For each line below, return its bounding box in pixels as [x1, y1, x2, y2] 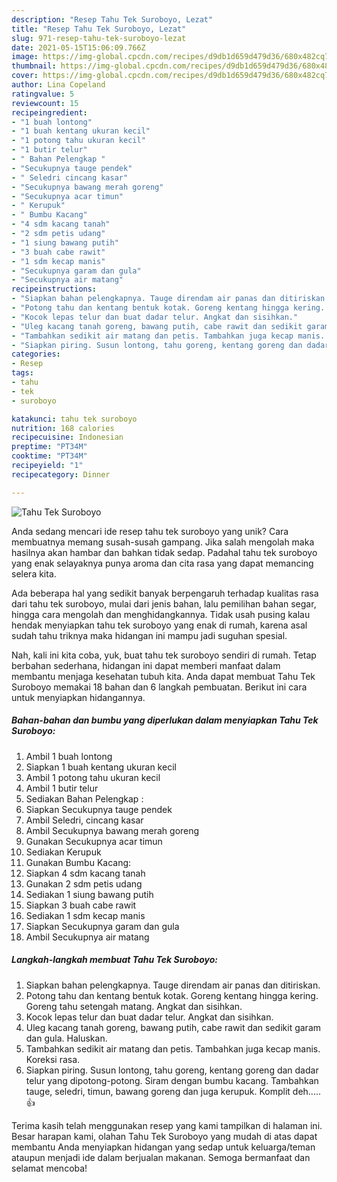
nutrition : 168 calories [11, 423, 115, 433]
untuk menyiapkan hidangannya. [11, 691, 146, 703]
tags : [11, 368, 34, 378]
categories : [11, 349, 61, 360]
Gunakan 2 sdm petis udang [25, 877, 143, 890]
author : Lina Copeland [11, 80, 106, 90]
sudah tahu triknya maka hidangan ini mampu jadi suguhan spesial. [11, 629, 288, 641]
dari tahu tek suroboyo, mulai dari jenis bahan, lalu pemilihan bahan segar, [11, 597, 317, 610]
